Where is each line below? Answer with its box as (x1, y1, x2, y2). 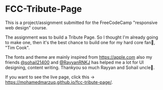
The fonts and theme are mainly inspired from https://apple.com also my (5, 54, 152, 60)
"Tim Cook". (5, 45, 30, 50)
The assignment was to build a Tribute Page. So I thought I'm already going (5, 34, 159, 40)
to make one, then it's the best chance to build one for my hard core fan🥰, (5, 39, 156, 45)
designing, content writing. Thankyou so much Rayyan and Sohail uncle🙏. (5, 65, 155, 70)
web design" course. (5, 24, 48, 30)
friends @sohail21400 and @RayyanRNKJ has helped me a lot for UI (5, 59, 144, 65)
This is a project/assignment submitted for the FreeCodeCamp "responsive (5, 20, 158, 25)
